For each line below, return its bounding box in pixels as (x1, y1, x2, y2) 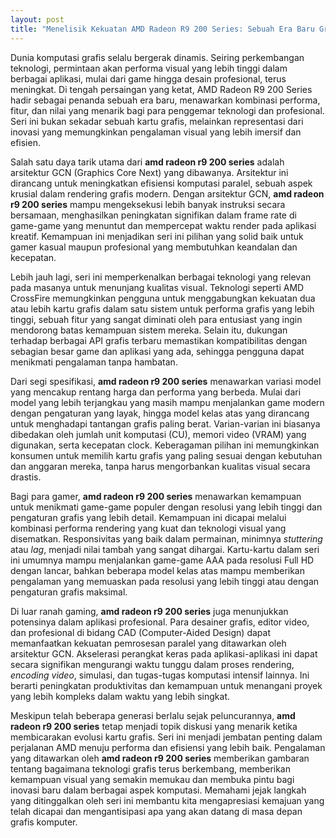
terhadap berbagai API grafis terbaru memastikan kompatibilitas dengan (10, 334, 308, 346)
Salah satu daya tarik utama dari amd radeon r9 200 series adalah (10, 156, 285, 168)
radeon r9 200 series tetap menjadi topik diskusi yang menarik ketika (10, 720, 298, 732)
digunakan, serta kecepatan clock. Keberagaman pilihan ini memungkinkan (10, 439, 320, 451)
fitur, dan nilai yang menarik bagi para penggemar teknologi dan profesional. (10, 104, 325, 116)
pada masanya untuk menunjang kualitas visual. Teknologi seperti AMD (10, 281, 305, 293)
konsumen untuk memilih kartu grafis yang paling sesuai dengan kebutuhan (10, 449, 323, 461)
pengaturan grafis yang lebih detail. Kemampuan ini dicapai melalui (10, 511, 287, 523)
